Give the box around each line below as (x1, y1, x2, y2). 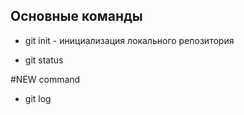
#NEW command (10, 73, 81, 85)
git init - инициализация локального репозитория (24, 34, 235, 46)
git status (24, 54, 64, 66)
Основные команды (10, 8, 143, 25)
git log (24, 92, 52, 104)
